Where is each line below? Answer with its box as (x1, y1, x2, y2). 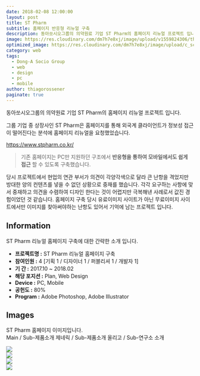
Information (6, 221, 51, 231)
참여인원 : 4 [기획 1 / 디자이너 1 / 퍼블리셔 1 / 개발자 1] (14, 257, 139, 265)
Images (6, 310, 35, 320)
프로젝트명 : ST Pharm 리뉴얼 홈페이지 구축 (14, 250, 115, 257)
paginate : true (6, 92, 44, 98)
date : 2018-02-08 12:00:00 (6, 8, 73, 15)
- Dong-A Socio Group (11, 58, 65, 64)
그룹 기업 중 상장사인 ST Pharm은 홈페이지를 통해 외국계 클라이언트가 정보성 (6, 122, 183, 129)
